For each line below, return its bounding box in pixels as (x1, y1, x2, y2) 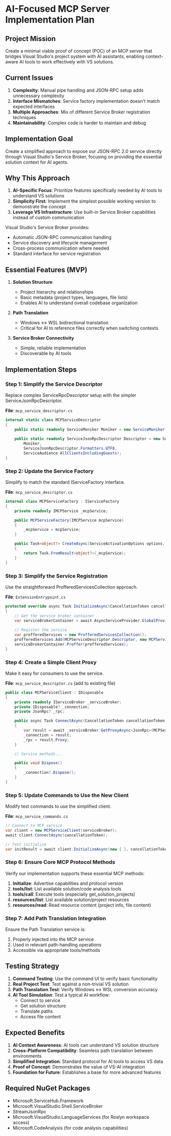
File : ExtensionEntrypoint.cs (5, 594, 66, 600)
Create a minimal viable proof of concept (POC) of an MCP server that (5, 48, 153, 54)
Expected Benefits (5, 1029, 65, 1037)
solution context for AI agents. (5, 159, 69, 165)
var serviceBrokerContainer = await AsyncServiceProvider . (14, 618, 142, 623)
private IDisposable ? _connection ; (14, 704, 90, 709)
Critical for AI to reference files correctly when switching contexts (20, 325, 159, 331)
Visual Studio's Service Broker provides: (5, 225, 90, 231)
